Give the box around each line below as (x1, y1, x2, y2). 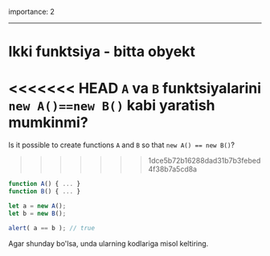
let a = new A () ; (8, 201, 67, 210)
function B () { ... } (8, 188, 81, 196)
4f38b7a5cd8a (148, 164, 198, 174)
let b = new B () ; (8, 209, 67, 217)
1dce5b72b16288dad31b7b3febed (148, 156, 261, 166)
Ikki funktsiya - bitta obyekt (8, 43, 195, 61)
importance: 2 (8, 7, 55, 16)
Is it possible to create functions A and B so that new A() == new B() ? (8, 140, 235, 150)
